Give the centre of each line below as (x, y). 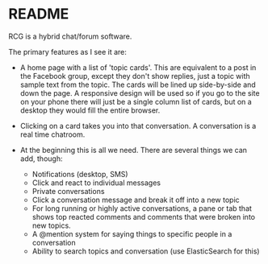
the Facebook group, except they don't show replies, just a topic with (135, 76)
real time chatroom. (52, 134)
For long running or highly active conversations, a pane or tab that (142, 208)
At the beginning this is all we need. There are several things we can (134, 150)
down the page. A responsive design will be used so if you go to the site (140, 93)
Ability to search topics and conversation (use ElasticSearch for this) (146, 251)
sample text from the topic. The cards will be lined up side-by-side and (138, 85)
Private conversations (68, 191)
